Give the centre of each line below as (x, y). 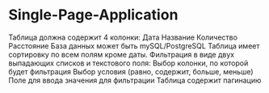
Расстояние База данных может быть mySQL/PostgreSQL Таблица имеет (134, 45)
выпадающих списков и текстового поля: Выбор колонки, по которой (128, 63)
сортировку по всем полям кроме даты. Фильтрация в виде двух (122, 54)
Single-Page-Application (93, 15)
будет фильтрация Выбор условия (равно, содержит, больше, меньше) (131, 71)
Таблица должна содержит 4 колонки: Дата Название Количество (123, 37)
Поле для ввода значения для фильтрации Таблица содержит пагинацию (135, 80)
